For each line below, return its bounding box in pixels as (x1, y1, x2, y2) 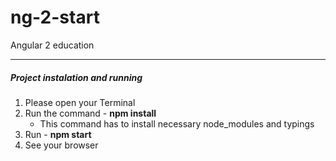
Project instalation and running (10, 71, 143, 83)
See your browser (24, 139, 99, 151)
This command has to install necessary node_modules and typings (39, 117, 315, 130)
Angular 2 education (10, 39, 95, 51)
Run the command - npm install (24, 107, 157, 119)
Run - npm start (24, 128, 92, 140)
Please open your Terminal (24, 96, 136, 108)
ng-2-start (10, 6, 100, 29)
